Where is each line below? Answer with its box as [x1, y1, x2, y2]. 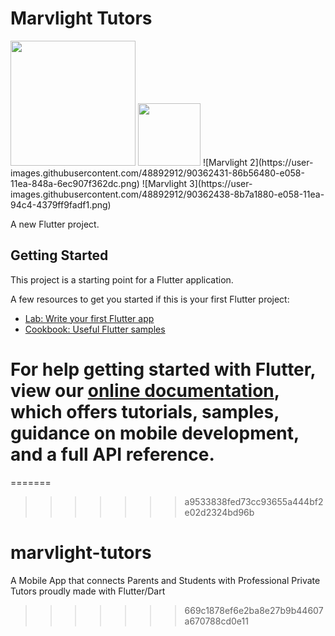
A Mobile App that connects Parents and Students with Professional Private [10, 574, 321, 586]
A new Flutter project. [10, 218, 100, 230]
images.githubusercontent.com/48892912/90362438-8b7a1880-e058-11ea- [10, 188, 325, 200]
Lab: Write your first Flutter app [24, 312, 155, 324]
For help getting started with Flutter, [10, 358, 316, 381]
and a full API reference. [10, 443, 215, 466]
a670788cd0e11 [184, 615, 249, 627]
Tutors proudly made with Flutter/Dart [10, 585, 166, 597]
